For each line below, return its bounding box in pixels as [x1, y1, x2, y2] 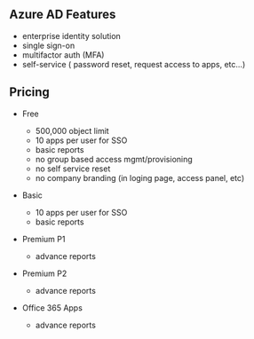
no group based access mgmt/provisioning [35, 154, 193, 164]
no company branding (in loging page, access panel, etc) [35, 172, 245, 183]
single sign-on [21, 40, 75, 51]
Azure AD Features [9, 7, 116, 22]
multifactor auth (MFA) [21, 49, 105, 60]
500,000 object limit [35, 125, 109, 136]
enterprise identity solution [21, 30, 122, 41]
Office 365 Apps [21, 302, 83, 313]
